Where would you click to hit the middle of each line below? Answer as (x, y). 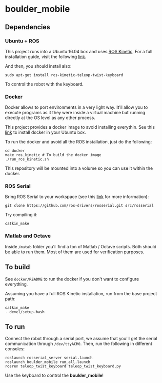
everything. (17, 284)
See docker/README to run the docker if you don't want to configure (72, 279)
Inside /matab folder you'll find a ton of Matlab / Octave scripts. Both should (81, 246)
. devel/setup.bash (25, 312)
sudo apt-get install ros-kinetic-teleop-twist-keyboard (64, 75)
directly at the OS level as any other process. (50, 118)
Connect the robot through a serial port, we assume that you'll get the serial (81, 339)
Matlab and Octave (28, 236)
